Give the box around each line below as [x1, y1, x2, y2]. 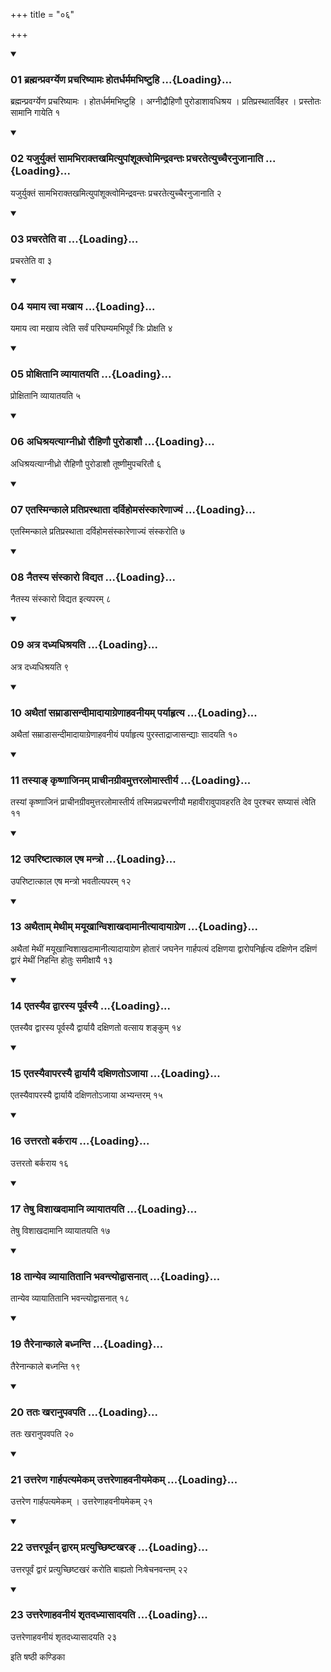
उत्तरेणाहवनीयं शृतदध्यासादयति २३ [10, 1630, 118, 1643]
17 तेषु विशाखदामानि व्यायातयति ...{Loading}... [10, 1202, 198, 1216]
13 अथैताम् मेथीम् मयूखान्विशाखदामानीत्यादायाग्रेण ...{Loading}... [10, 920, 258, 934]
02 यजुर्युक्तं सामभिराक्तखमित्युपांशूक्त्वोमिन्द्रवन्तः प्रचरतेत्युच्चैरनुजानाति [10, 152, 264, 166]
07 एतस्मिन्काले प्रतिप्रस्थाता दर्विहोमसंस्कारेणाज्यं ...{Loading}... [10, 502, 256, 516]
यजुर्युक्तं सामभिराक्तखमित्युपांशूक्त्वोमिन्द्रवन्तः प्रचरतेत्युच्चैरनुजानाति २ [10, 187, 222, 199]
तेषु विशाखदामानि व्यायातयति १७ [10, 1225, 111, 1237]
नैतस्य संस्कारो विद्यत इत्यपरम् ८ [10, 593, 112, 605]
